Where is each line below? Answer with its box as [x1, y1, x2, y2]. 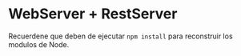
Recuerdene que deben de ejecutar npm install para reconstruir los [8, 31, 234, 41]
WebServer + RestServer [8, 5, 178, 23]
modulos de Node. [8, 39, 70, 49]
